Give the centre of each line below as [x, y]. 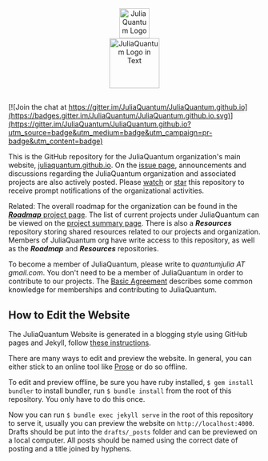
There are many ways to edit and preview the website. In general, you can [130, 359]
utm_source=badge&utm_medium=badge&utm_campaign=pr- [110, 133]
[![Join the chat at [38, 107]
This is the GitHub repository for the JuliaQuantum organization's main [124, 157]
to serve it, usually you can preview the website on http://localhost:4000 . [131, 423]
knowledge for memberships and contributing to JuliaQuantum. [113, 290]
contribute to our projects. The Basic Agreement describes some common [131, 281]
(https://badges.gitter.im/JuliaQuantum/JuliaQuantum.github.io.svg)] [121, 116]
